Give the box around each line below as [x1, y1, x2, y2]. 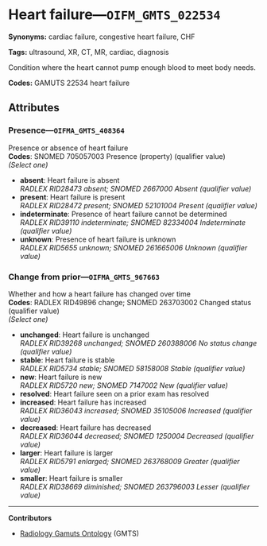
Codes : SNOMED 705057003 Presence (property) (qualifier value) [8, 151, 226, 161]
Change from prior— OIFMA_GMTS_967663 [8, 271, 161, 282]
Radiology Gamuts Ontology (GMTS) [19, 529, 140, 538]
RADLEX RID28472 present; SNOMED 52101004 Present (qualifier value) [19, 200, 258, 210]
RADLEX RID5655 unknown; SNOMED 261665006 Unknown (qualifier [19, 242, 248, 252]
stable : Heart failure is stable [19, 355, 115, 365]
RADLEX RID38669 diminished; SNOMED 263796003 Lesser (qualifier [19, 482, 250, 491]
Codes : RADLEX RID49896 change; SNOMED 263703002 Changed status [8, 297, 252, 307]
